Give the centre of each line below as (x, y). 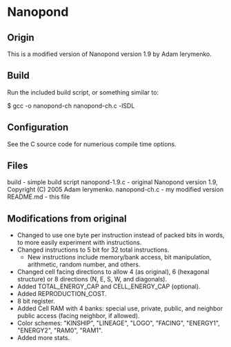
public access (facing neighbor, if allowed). (78, 316)
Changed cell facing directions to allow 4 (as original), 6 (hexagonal (113, 272)
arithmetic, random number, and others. (84, 265)
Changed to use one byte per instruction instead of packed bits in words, (121, 235)
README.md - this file (39, 197)
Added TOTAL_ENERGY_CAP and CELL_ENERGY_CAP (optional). (109, 286)
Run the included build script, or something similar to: (83, 92)
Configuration (38, 127)
